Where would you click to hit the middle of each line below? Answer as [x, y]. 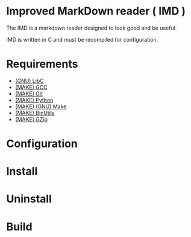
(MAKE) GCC [31, 87]
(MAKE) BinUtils [35, 112]
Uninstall [29, 199]
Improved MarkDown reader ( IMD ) [96, 11]
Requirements [42, 64]
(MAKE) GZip [31, 119]
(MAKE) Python [34, 100]
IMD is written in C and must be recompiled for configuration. [82, 39]
